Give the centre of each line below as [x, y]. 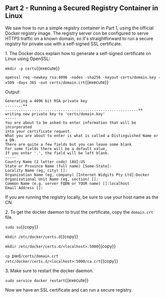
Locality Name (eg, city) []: [36, 170]
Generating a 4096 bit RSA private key [46, 101]
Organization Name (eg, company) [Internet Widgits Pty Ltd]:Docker [77, 175]
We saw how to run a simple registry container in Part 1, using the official [79, 28]
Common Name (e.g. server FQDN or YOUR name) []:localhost [67, 183]
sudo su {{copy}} [22, 227]
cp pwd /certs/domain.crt [32, 256]
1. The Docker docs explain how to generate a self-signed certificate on [78, 53]
